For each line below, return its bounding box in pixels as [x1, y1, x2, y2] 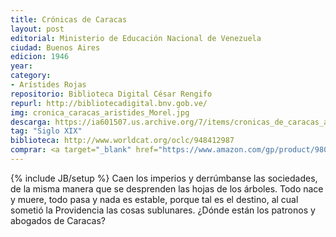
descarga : [10, 117, 52, 127]
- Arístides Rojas [10, 80, 87, 90]
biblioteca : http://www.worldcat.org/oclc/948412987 [10, 136, 235, 146]
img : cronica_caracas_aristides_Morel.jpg [10, 107, 190, 118]
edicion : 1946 [10, 52, 70, 62]
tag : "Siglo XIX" [10, 126, 83, 136]
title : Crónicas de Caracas [10, 14, 128, 25]
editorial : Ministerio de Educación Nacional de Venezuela [10, 33, 262, 43]
